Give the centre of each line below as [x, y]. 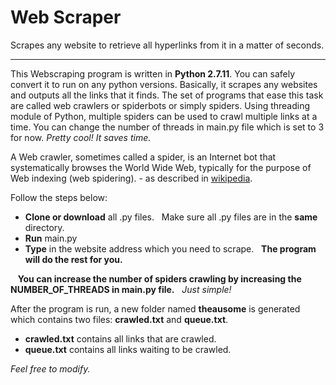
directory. [44, 227]
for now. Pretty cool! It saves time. [81, 137]
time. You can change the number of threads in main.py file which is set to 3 [167, 127]
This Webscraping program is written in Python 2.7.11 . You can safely [153, 73]
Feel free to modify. [50, 368]
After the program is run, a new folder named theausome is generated [155, 308]
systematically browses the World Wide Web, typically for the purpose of [161, 167]
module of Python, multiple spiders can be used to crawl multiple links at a [164, 116]
